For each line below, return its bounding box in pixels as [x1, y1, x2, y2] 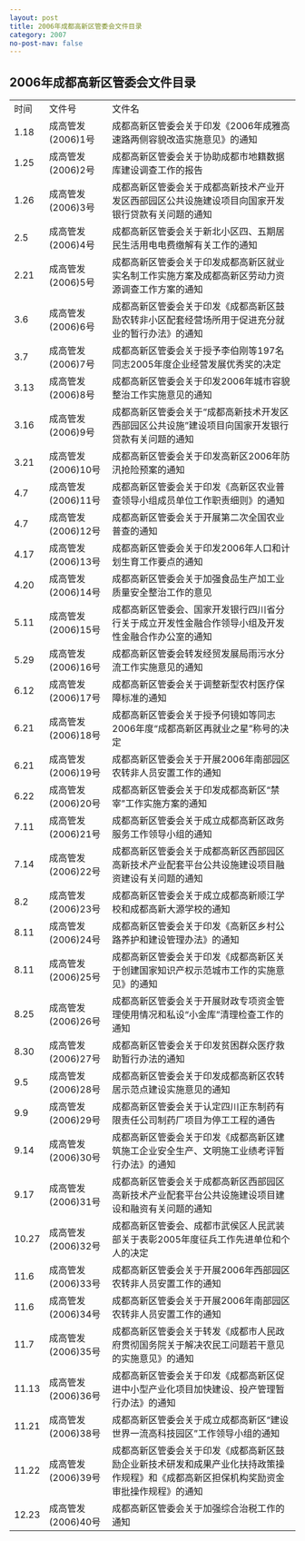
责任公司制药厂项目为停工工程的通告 [121, 1114, 276, 1127]
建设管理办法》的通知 [148, 933, 240, 946]
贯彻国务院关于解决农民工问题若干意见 [121, 1338, 285, 1351]
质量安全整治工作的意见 [112, 587, 212, 599]
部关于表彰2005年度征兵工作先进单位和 [112, 1233, 281, 1246]
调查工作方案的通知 [121, 283, 203, 296]
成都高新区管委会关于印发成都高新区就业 [112, 256, 285, 269]
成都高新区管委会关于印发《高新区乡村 [112, 920, 276, 933]
